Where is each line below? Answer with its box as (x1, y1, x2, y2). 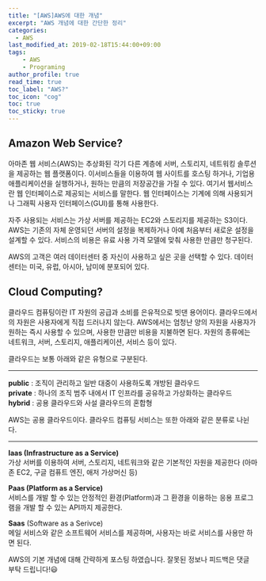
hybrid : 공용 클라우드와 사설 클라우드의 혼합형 (8, 398, 153, 407)
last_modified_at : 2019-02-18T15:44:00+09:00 (8, 41, 161, 49)
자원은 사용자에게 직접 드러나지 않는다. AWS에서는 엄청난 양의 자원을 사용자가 (16, 317, 256, 327)
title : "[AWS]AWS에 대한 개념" (8, 11, 103, 20)
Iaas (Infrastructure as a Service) (8, 448, 119, 457)
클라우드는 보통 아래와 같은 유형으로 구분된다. (8, 354, 148, 363)
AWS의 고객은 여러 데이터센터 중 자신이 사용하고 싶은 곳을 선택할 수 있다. (8, 251, 233, 262)
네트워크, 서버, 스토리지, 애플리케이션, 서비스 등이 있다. (8, 337, 177, 346)
